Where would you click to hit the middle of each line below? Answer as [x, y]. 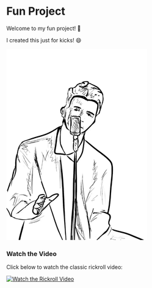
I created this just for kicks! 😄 [44, 40]
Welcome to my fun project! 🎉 [44, 28]
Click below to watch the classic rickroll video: [65, 267]
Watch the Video [31, 254]
